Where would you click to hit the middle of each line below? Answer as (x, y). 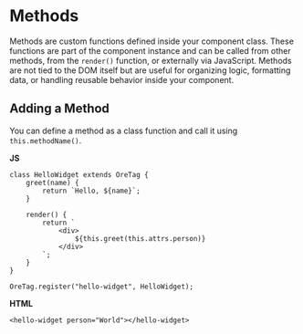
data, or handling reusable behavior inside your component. (122, 79)
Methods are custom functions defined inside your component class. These (152, 41)
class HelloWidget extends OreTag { (79, 174)
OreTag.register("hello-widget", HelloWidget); (102, 287)
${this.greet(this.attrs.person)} (140, 238)
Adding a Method (59, 109)
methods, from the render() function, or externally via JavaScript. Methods (151, 60)
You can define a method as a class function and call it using (124, 130)
